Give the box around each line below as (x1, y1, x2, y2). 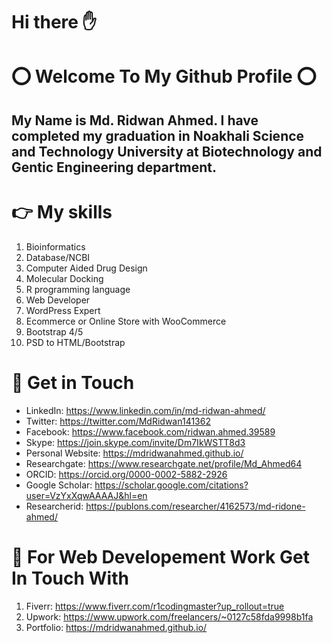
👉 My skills (11, 200, 113, 223)
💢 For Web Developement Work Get (11, 545, 310, 568)
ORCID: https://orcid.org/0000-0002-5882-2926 (25, 468, 228, 480)
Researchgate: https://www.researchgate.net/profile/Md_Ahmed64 (25, 457, 303, 469)
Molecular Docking (25, 272, 104, 284)
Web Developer (25, 294, 91, 306)
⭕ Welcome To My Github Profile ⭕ (11, 65, 317, 88)
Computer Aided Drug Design (25, 262, 148, 274)
